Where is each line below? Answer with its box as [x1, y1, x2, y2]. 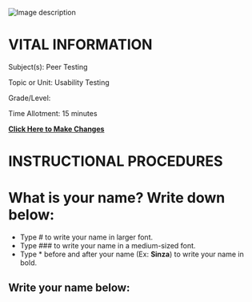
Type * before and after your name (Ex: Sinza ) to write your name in [19, 249, 244, 260]
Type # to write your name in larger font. [19, 232, 154, 242]
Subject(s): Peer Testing [8, 62, 88, 71]
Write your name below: [8, 281, 130, 295]
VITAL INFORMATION [8, 36, 153, 54]
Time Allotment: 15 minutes [8, 108, 98, 118]
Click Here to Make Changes [8, 124, 105, 134]
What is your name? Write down [8, 189, 226, 207]
